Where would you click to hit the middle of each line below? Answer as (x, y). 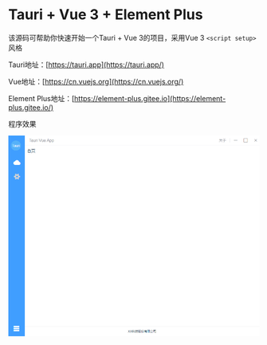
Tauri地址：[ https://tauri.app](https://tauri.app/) (86, 65)
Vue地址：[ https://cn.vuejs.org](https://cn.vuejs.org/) (96, 81)
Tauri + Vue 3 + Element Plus (106, 15)
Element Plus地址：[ (41, 98)
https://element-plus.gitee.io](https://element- (150, 98)
